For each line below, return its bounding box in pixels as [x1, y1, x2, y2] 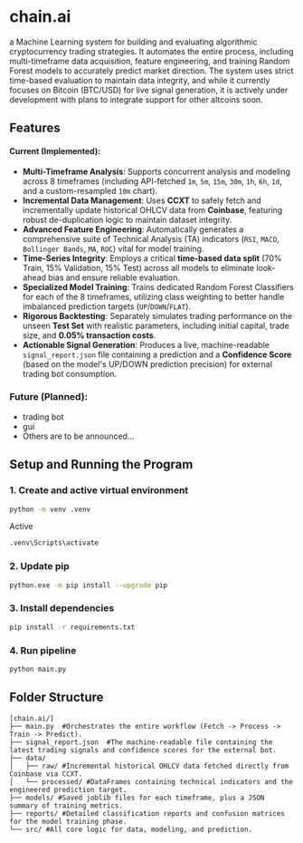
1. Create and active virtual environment [9, 484, 189, 497]
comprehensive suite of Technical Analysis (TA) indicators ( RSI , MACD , [22, 233, 280, 244]
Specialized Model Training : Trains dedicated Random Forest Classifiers [22, 281, 294, 292]
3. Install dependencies [9, 602, 115, 615]
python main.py [9, 664, 67, 673]
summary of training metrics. [9, 800, 124, 810]
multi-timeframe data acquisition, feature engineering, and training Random [9, 55, 291, 66]
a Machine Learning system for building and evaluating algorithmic [9, 36, 258, 47]
